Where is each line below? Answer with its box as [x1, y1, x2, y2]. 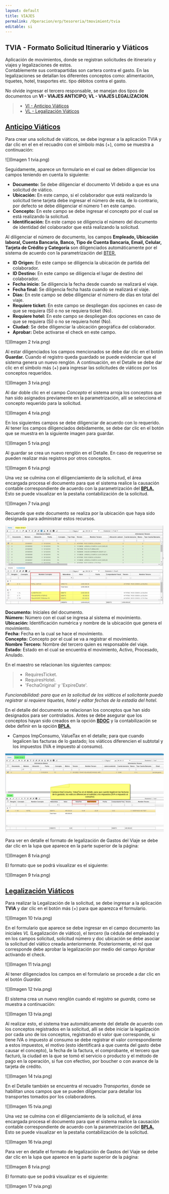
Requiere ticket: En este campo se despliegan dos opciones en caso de [12, 302, 162, 308]
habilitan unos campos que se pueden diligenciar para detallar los [5, 1088, 142, 1094]
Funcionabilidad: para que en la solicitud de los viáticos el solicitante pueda [5, 692, 163, 698]
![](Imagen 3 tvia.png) [5, 380, 51, 386]
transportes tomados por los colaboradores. [5, 1093, 97, 1099]
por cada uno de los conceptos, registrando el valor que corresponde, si [5, 1031, 155, 1037]
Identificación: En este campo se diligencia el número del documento [12, 219, 157, 225]
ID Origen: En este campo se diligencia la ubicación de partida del [12, 260, 150, 266]
